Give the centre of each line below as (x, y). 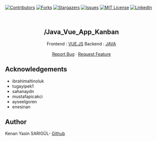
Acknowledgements (36, 70)
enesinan (21, 107)
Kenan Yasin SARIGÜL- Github (35, 134)
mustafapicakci (27, 96)
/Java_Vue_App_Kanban (81, 32)
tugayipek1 (23, 86)
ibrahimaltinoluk (28, 81)
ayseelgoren (24, 101)
